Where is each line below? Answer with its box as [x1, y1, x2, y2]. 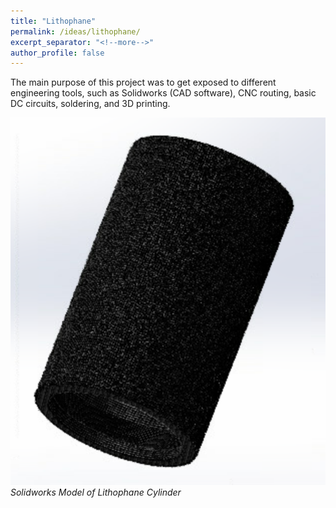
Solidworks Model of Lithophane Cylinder [10, 486, 182, 498]
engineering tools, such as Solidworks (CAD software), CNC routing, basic [10, 87, 317, 99]
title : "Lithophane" [10, 16, 97, 26]
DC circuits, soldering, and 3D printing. [10, 98, 171, 110]
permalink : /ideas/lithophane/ [10, 26, 141, 37]
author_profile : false [10, 48, 105, 58]
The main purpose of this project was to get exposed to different [10, 76, 277, 89]
